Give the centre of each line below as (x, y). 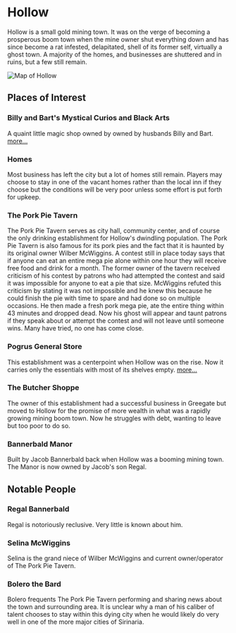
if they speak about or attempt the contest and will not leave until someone (116, 321)
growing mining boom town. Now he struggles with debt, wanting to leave (114, 418)
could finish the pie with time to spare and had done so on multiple (104, 298)
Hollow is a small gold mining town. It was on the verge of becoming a (109, 32)
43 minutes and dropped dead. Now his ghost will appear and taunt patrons (117, 313)
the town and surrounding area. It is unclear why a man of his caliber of (111, 607)
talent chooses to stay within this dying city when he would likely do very (113, 615)
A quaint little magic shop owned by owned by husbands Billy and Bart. (110, 133)
